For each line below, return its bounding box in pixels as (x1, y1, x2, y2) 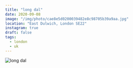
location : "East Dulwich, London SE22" (5, 21, 87, 26)
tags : (5, 35, 16, 40)
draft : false (5, 30, 32, 35)
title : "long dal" (5, 7, 43, 12)
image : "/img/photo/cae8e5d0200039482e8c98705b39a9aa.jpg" (5, 16, 129, 21)
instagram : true (5, 26, 38, 31)
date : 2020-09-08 (5, 12, 41, 17)
